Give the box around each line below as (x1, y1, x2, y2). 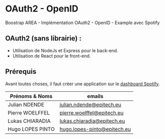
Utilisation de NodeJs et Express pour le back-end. (12, 47, 118, 53)
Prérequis (5, 67, 37, 76)
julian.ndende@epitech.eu (59, 101, 122, 108)
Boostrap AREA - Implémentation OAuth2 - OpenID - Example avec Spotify (5, 20, 160, 26)
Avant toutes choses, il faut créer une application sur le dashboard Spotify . (5, 81, 160, 87)
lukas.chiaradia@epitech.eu (59, 117, 125, 124)
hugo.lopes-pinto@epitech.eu (59, 125, 131, 132)
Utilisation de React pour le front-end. (12, 53, 91, 59)
